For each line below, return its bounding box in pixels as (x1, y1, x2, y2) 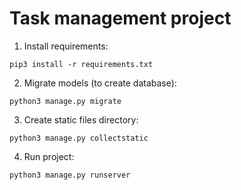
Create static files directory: (23, 113, 139, 126)
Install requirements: (23, 40, 109, 52)
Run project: (23, 150, 75, 162)
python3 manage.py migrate (9, 96, 122, 106)
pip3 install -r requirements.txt (9, 59, 154, 69)
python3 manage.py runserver (9, 170, 131, 180)
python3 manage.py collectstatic (9, 133, 149, 143)
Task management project (9, 7, 232, 30)
